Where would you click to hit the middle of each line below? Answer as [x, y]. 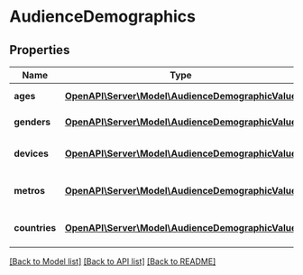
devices [32, 153]
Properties [40, 50]
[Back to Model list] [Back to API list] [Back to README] [113, 261]
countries [35, 228]
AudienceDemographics [103, 17]
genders [32, 122]
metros [29, 191]
